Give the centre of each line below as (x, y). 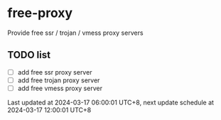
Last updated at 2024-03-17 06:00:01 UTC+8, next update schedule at (111, 102)
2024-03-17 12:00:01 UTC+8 (49, 110)
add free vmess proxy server (60, 88)
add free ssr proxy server (55, 72)
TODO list (29, 55)
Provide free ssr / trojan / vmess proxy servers (75, 33)
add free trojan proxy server (59, 80)
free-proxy (40, 13)
